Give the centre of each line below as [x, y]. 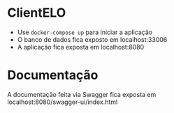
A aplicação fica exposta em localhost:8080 [81, 47]
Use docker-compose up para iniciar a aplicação [85, 32]
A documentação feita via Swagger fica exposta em [82, 94]
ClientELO [37, 13]
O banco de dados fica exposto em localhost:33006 [92, 39]
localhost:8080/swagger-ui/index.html [63, 102]
